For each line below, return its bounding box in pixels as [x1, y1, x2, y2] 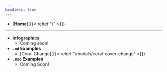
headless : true [5, 7, 37, 12]
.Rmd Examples [12, 56, 44, 62]
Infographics [12, 35, 40, 41]
